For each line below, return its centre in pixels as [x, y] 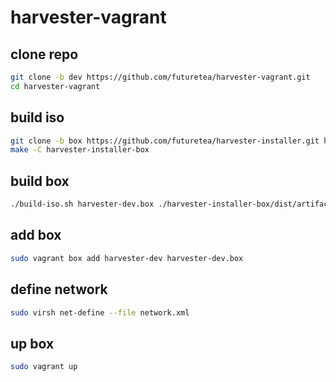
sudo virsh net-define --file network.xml [100, 312]
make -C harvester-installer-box [80, 150]
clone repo [44, 54]
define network [59, 289]
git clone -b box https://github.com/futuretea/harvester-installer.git [165, 141]
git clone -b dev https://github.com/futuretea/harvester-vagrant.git [160, 77]
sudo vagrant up [44, 367]
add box [36, 235]
